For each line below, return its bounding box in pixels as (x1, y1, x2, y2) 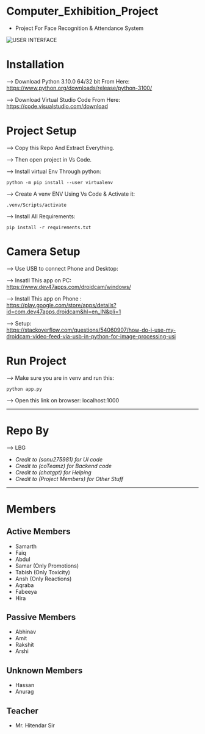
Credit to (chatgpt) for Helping (15, 468, 92, 476)
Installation (6, 58, 65, 71)
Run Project (6, 354, 67, 368)
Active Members (6, 526, 71, 537)
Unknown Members (6, 665, 83, 675)
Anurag (15, 688, 34, 696)
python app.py (6, 386, 43, 392)
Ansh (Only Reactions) (15, 575, 72, 582)
